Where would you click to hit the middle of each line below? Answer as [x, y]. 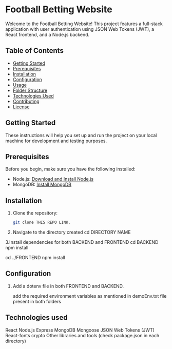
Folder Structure [30, 90]
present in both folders [37, 301]
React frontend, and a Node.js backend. [47, 34]
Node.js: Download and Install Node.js [53, 179]
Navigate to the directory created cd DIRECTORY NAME [72, 232]
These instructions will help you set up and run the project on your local [81, 135]
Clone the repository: [35, 213]
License [21, 107]
